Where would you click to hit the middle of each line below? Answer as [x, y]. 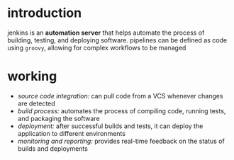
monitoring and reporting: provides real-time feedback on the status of [121, 141]
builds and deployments [53, 148]
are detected [36, 103]
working [32, 76]
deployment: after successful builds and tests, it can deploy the [110, 126]
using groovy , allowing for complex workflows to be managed [97, 47]
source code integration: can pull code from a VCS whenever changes [120, 96]
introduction [45, 13]
